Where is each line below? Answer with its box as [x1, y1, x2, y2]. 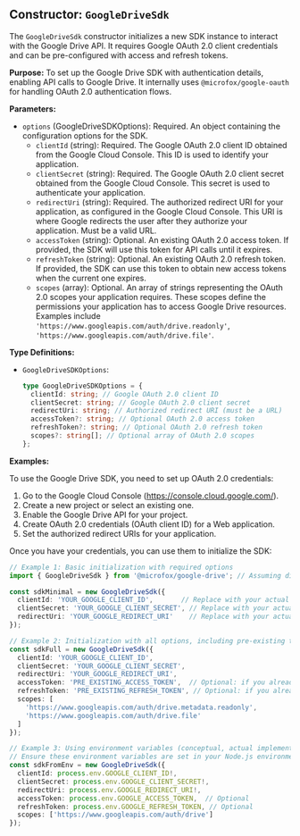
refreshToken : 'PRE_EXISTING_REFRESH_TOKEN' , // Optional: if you [17, 687, 270, 696]
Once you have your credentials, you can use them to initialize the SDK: [9, 545, 272, 556]
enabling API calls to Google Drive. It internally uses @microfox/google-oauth [9, 76, 290, 88]
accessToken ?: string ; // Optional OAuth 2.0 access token [30, 414, 255, 423]
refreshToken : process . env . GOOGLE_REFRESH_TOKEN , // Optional [17, 802, 254, 811]
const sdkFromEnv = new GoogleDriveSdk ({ [9, 761, 166, 770]
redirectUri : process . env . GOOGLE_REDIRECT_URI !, [17, 785, 202, 794]
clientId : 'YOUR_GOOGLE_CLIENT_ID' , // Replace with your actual [17, 596, 290, 605]
